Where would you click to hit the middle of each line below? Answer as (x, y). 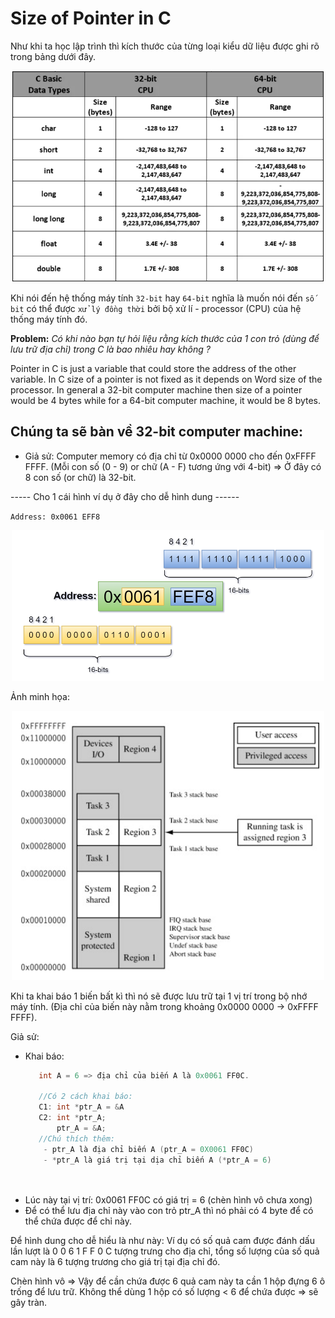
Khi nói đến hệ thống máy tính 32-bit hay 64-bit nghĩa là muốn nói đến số (162, 298)
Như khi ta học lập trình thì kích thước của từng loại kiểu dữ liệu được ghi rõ (165, 46)
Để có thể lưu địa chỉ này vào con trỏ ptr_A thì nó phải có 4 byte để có (169, 1211)
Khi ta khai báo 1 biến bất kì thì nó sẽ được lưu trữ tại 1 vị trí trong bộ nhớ (159, 996)
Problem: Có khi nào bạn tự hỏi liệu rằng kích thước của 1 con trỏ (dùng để (165, 338)
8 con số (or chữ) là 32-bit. (80, 477)
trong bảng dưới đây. (53, 56)
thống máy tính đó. (49, 319)
